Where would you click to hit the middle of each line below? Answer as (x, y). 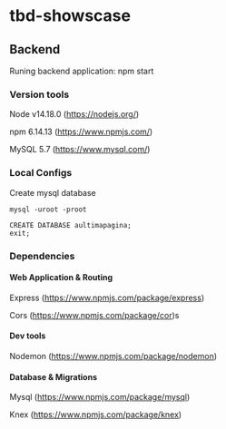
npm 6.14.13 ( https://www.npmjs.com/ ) (81, 132)
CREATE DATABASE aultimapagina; (70, 225)
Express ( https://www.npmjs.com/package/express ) (107, 297)
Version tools (39, 94)
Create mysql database (53, 192)
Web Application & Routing (61, 278)
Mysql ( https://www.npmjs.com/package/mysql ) (100, 397)
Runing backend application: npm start (82, 71)
